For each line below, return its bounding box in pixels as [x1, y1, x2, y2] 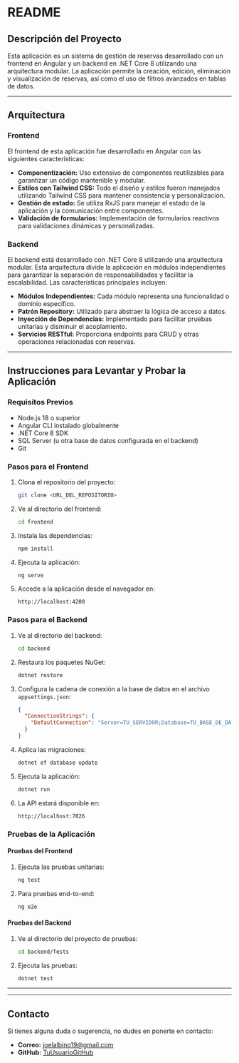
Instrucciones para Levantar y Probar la [7, 365, 186, 377]
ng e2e [17, 903, 38, 910]
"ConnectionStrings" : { [24, 713, 95, 720]
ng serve [17, 571, 44, 579]
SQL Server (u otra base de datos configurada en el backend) [17, 436, 199, 444]
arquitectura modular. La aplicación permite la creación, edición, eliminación [7, 67, 231, 75]
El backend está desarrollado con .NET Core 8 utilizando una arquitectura [7, 255, 223, 264]
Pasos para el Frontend [7, 462, 89, 472]
